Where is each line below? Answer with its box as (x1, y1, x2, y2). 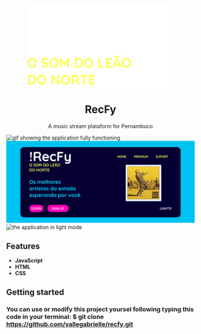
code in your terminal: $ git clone (6, 312, 104, 321)
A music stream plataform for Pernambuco (48, 122, 153, 129)
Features (6, 241, 40, 251)
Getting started (6, 287, 65, 297)
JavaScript (14, 257, 43, 264)
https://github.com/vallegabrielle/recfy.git (6, 320, 133, 328)
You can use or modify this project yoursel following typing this (6, 305, 194, 313)
